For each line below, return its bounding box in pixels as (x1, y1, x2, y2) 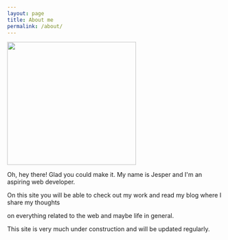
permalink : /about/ (7, 23, 63, 29)
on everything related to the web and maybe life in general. (7, 212, 174, 220)
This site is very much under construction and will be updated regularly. (7, 225, 210, 233)
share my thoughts (7, 198, 60, 206)
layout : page (7, 10, 45, 17)
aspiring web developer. (7, 178, 76, 186)
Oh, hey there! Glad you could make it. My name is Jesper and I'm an (7, 171, 203, 179)
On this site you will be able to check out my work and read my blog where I (7, 191, 222, 200)
